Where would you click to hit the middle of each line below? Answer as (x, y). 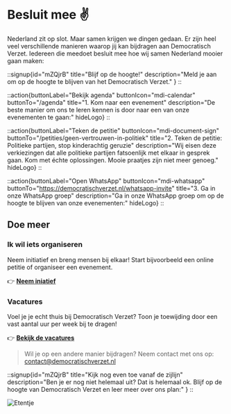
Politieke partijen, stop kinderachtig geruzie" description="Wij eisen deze (112, 145)
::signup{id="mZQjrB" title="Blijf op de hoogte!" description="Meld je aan (112, 74)
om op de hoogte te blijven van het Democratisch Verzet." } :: (95, 81)
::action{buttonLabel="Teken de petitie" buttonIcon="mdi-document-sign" (113, 130)
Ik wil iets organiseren (45, 245)
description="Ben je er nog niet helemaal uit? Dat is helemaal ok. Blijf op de (115, 382)
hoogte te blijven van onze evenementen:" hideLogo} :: (86, 202)
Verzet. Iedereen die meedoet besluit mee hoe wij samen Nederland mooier (115, 53)
